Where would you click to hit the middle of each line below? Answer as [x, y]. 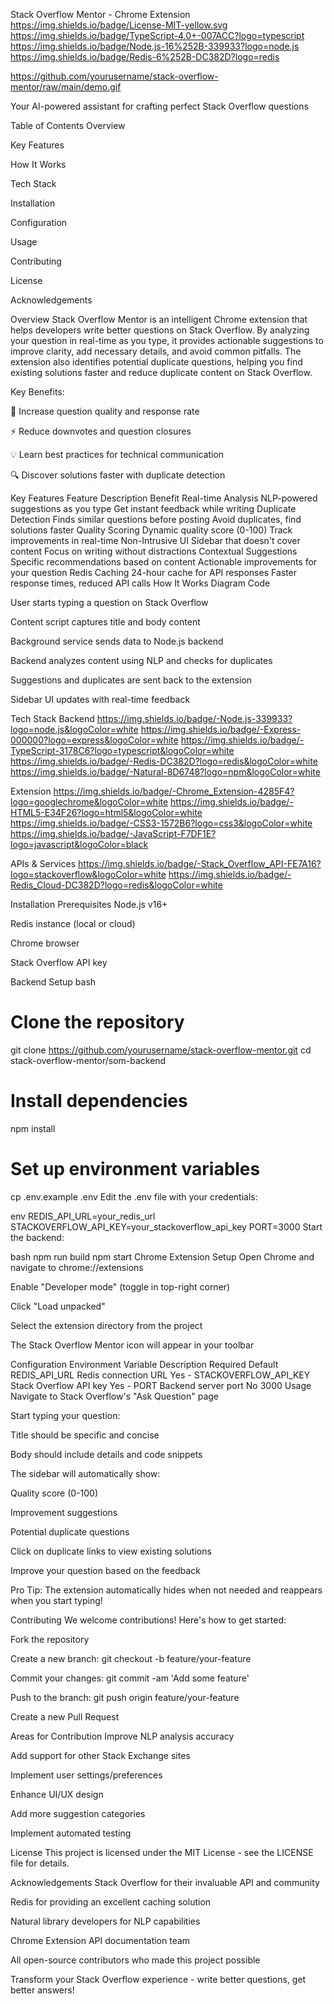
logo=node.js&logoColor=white [74, 729]
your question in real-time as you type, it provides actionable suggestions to [167, 340]
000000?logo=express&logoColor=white [94, 740]
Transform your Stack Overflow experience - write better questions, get [158, 1979]
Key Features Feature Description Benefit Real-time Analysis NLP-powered [164, 498]
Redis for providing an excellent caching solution [111, 1901]
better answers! [42, 1990]
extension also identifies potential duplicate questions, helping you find [156, 362]
